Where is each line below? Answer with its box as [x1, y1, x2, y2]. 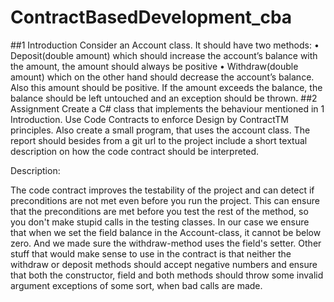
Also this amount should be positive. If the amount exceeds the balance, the [10, 81, 323, 93]
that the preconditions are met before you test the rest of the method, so [10, 205, 309, 217]
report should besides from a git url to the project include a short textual [10, 134, 308, 146]
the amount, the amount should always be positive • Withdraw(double [10, 60, 299, 72]
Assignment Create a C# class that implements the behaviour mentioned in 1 [10, 102, 325, 115]
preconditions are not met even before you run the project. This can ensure [10, 194, 320, 206]
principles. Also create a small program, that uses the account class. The [10, 124, 311, 136]
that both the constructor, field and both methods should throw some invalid [10, 269, 324, 281]
